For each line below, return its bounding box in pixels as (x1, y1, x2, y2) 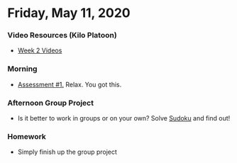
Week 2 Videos (17, 46, 62, 55)
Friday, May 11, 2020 (7, 5, 131, 21)
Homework (7, 132, 46, 141)
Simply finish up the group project (17, 147, 117, 157)
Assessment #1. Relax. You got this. (17, 80, 122, 89)
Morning (7, 64, 38, 74)
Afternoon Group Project (7, 98, 94, 108)
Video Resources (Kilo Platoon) (7, 30, 117, 40)
